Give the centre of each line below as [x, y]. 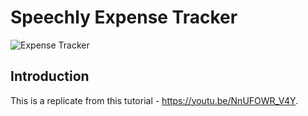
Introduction [50, 76]
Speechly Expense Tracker [124, 17]
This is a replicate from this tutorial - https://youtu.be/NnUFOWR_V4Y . [154, 100]
